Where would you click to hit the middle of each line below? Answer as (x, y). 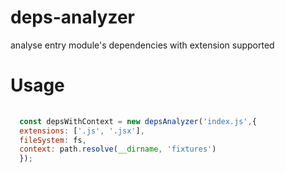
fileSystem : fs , (53, 140)
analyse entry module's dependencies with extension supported (142, 45)
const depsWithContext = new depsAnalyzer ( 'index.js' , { (138, 121)
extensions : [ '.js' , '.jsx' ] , (82, 131)
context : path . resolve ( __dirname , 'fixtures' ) (118, 149)
